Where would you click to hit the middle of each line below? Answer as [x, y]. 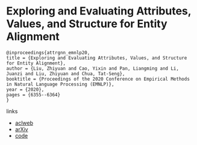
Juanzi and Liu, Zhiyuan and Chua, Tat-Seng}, [66, 73]
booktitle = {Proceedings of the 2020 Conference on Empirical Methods [98, 79]
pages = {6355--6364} [33, 94]
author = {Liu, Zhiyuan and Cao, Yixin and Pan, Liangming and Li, [93, 68]
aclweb [24, 123]
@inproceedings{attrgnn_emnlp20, [48, 52]
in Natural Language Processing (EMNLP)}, [60, 84]
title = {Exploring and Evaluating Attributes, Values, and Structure [97, 58]
